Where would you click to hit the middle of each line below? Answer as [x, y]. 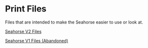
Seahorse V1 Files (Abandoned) [37, 41]
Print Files [26, 9]
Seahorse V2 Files [23, 31]
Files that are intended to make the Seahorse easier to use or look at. [74, 22]
